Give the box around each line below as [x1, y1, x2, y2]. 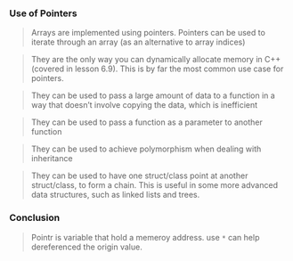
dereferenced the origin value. [30, 241, 142, 252]
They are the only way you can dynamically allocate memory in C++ [30, 54, 281, 65]
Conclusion [9, 212, 61, 224]
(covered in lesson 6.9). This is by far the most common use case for [30, 63, 284, 74]
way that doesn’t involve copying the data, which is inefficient [30, 100, 258, 110]
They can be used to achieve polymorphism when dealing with [30, 143, 262, 154]
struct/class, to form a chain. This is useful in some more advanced [30, 180, 279, 191]
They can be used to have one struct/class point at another [30, 170, 248, 181]
